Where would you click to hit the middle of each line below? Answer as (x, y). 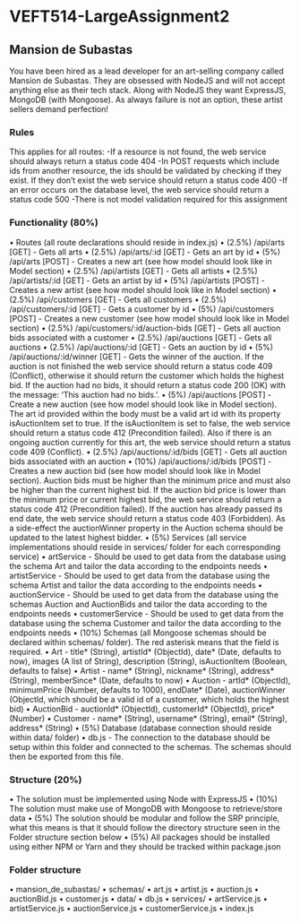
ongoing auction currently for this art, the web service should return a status (150, 442)
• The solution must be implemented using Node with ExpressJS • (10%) (143, 798)
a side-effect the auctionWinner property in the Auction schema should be (146, 528)
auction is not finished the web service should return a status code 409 (141, 366)
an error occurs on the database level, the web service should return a (139, 190)
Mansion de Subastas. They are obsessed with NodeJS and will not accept (147, 81)
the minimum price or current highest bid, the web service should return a (146, 499)
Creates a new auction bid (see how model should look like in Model (135, 470)
